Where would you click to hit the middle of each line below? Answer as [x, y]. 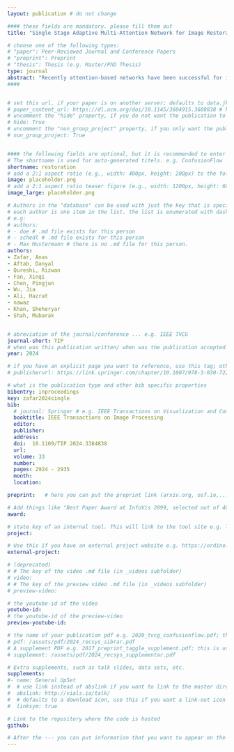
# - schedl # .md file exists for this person [76, 238]
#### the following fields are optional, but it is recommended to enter [117, 154]
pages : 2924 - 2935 [42, 470]
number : [25, 463]
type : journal [28, 71]
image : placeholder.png [42, 180]
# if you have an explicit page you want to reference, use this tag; [112, 367]
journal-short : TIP [36, 341]
